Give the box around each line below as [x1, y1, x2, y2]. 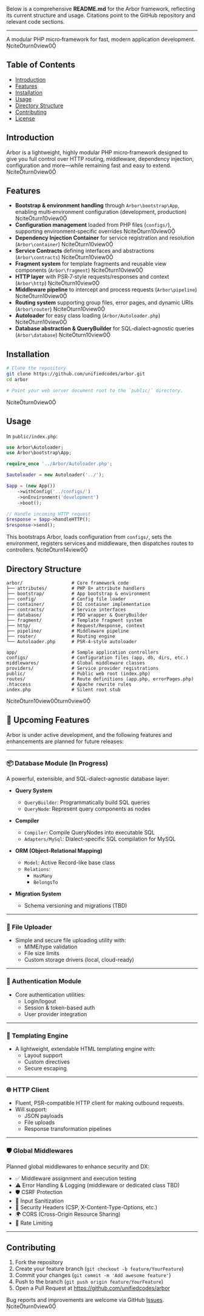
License [15, 115, 35, 122]
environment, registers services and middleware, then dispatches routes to [6, 539, 194, 547]
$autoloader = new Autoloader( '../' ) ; [6, 472, 104, 478]
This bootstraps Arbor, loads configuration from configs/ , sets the [6, 533, 172, 541]
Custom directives [24, 1058, 70, 1065]
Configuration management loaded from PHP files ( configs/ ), [15, 221, 172, 229]
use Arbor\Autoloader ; [6, 444, 64, 450]
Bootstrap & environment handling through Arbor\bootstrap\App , [15, 202, 180, 209]
